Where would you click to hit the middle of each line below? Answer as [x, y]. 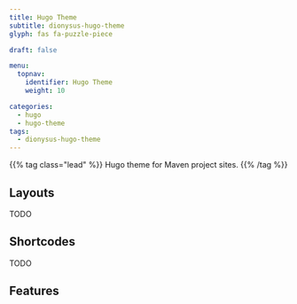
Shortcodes [42, 242]
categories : [31, 106]
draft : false [33, 50]
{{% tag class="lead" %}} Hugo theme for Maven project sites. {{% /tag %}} [148, 165]
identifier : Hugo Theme [69, 82]
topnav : [31, 74]
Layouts [32, 193]
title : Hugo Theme [43, 17]
